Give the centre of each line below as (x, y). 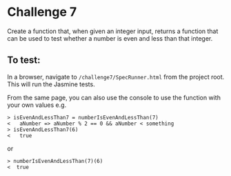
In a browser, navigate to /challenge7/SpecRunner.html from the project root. (116, 77)
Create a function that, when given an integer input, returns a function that (113, 31)
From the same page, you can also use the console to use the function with (114, 97)
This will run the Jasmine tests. (51, 84)
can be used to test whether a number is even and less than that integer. (110, 38)
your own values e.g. (37, 105)
